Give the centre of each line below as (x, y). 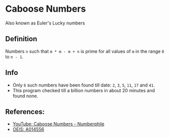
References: (25, 112)
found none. (25, 96)
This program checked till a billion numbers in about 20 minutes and (83, 90)
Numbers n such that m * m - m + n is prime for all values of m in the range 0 (85, 51)
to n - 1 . (14, 57)
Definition (21, 39)
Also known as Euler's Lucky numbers (45, 23)
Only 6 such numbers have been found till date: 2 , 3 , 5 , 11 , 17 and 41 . (83, 85)
